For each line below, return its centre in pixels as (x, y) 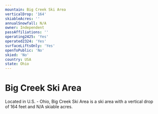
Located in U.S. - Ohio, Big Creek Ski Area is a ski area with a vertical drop (79, 102)
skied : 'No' (17, 55)
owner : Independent (25, 28)
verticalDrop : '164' (26, 14)
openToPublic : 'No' (25, 50)
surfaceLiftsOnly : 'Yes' (30, 46)
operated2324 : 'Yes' (26, 41)
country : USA (18, 59)
